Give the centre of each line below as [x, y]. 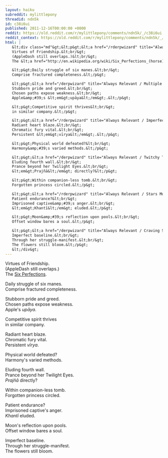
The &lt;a [22, 61]
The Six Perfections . [26, 274]
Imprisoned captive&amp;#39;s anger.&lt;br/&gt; [63, 203]
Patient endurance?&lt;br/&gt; [44, 198]
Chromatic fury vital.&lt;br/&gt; [48, 130]
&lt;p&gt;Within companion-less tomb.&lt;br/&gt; [64, 180]
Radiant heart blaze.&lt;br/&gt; [46, 125]
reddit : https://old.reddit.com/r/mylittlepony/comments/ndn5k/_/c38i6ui [84, 33]
